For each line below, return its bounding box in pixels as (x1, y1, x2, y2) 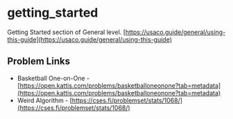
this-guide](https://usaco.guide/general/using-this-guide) (7, 35, 172, 43)
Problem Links (7, 56, 71, 68)
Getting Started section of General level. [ (7, 28, 126, 36)
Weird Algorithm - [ (17, 96, 73, 104)
